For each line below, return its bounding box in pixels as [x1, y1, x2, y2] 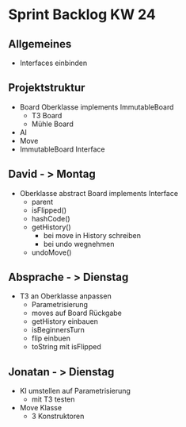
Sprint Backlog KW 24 [8, 6, 156, 24]
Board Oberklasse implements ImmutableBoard [19, 102, 174, 112]
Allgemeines [8, 37, 72, 51]
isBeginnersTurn [31, 325, 85, 335]
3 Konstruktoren [31, 411, 85, 421]
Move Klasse [19, 403, 62, 413]
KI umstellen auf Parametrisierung [19, 387, 131, 396]
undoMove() [31, 248, 72, 257]
